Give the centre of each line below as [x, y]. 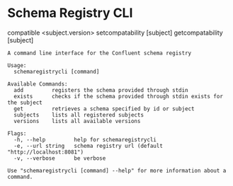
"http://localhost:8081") [45, 152]
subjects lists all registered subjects [79, 115]
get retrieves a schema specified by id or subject [104, 109]
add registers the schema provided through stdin [101, 90]
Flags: [17, 133]
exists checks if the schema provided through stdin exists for [118, 96]
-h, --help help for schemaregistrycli [85, 139]
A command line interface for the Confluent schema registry [100, 53]
